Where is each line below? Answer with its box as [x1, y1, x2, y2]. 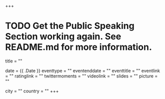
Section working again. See [5, 31, 121, 42]
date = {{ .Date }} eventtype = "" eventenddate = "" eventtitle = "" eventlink [5, 67, 160, 73]
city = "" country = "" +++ [5, 88, 59, 94]
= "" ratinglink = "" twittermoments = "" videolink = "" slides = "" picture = [5, 73, 158, 79]
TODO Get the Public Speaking [5, 20, 135, 31]
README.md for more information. [5, 41, 152, 53]
